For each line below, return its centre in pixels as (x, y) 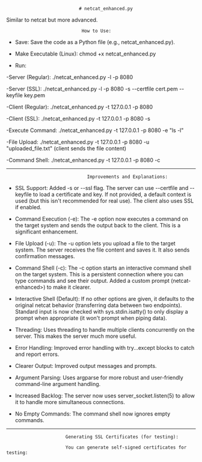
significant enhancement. (46, 232)
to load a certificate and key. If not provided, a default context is (112, 194)
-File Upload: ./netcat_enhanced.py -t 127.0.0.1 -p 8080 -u (78, 142)
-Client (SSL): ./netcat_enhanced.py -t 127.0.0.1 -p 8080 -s (78, 119)
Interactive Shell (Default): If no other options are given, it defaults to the (105, 299)
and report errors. (37, 354)
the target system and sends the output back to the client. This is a (98, 225)
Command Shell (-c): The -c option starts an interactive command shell (103, 268)
